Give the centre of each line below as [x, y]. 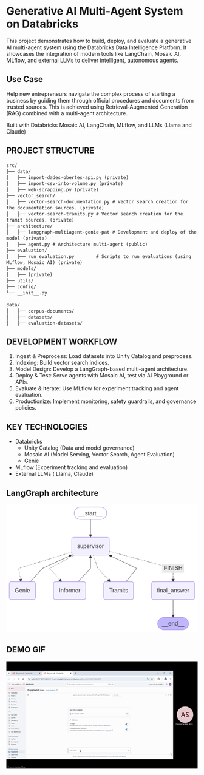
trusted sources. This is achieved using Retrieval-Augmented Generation [97, 107]
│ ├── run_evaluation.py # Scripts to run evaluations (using [99, 256]
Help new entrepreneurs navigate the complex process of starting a [91, 94]
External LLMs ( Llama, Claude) [54, 474]
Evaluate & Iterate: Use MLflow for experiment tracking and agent [97, 388]
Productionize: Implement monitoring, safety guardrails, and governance [106, 401]
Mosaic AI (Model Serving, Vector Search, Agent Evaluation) [99, 455]
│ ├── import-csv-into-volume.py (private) [65, 183]
